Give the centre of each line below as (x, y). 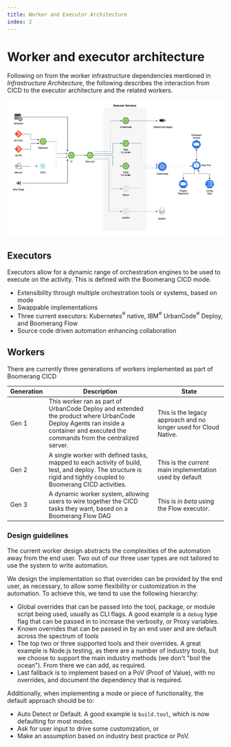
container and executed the (87, 431)
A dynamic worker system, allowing (99, 493)
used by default (179, 477)
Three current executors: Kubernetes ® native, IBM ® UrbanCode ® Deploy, (120, 315)
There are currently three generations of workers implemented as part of (110, 369)
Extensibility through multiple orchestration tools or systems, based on (117, 293)
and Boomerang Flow (47, 323)
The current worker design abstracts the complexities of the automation (109, 551)
